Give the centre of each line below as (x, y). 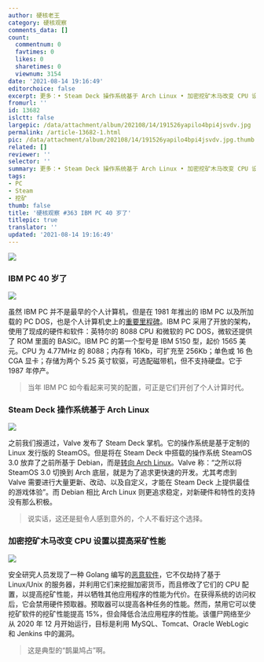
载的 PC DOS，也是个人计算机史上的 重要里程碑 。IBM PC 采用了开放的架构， (132, 322)
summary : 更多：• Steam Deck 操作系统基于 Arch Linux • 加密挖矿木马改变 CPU (128, 169)
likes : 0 (29, 60)
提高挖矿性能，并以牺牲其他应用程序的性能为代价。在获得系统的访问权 (142, 594)
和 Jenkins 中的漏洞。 (44, 633)
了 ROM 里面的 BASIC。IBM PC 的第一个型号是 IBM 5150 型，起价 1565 (123, 341)
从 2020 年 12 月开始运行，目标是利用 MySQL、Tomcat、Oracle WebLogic (128, 623)
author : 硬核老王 (34, 15)
